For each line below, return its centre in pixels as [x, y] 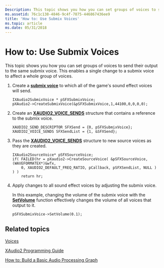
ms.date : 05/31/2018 [26, 28]
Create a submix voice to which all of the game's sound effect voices [82, 86]
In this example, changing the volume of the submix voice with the [79, 195]
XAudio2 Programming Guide [34, 250]
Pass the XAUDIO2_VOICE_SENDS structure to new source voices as [82, 141]
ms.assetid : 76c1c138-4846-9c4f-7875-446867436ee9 [58, 14]
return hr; [32, 176]
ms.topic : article [24, 23]
